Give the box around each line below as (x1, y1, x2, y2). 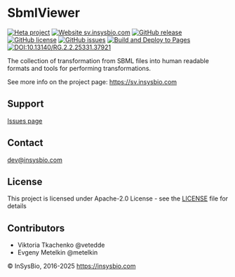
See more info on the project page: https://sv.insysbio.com (7, 77, 177, 86)
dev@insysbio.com (7, 156, 63, 164)
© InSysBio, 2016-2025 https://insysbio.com (7, 262, 136, 271)
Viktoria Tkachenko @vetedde (17, 241, 105, 250)
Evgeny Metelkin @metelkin (17, 248, 98, 257)
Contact (7, 137, 43, 149)
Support (7, 98, 44, 110)
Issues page (7, 116, 43, 125)
